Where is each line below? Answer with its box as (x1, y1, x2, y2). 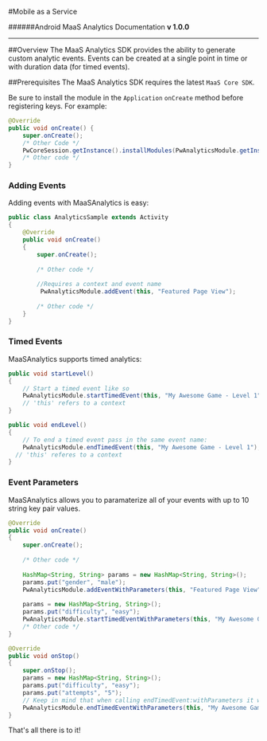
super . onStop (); (22, 667, 77, 675)
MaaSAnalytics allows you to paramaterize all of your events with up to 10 (8, 495, 250, 504)
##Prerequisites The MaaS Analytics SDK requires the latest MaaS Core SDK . (8, 77, 255, 87)
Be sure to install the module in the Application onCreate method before (8, 93, 244, 102)
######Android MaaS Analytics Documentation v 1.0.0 (8, 22, 190, 31)
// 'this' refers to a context (22, 399, 126, 407)
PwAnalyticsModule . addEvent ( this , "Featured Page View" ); (40, 288, 237, 296)
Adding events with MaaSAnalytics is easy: (8, 198, 149, 208)
